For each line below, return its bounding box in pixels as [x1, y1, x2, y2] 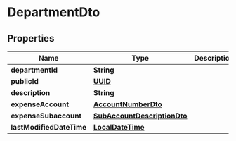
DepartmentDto [7, 4, 100, 20]
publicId [11, 77, 39, 86]
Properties [7, 32, 55, 44]
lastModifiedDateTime [11, 123, 87, 132]
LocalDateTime [93, 123, 145, 132]
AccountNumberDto [93, 99, 163, 109]
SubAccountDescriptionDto [93, 111, 188, 121]
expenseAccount [11, 99, 70, 109]
